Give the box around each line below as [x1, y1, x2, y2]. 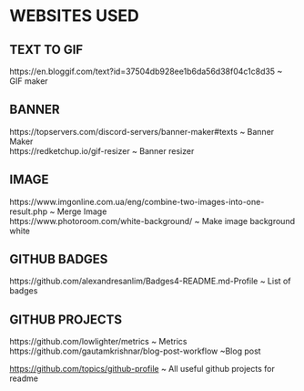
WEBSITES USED [9, 5, 139, 26]
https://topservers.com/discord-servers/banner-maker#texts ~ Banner [9, 126, 275, 137]
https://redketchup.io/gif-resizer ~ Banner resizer [9, 145, 195, 156]
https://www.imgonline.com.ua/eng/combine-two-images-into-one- [9, 196, 265, 207]
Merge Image [56, 206, 107, 217]
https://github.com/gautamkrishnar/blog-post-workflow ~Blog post [9, 345, 261, 356]
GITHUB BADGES [9, 252, 108, 267]
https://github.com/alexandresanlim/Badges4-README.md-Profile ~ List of [9, 275, 291, 287]
